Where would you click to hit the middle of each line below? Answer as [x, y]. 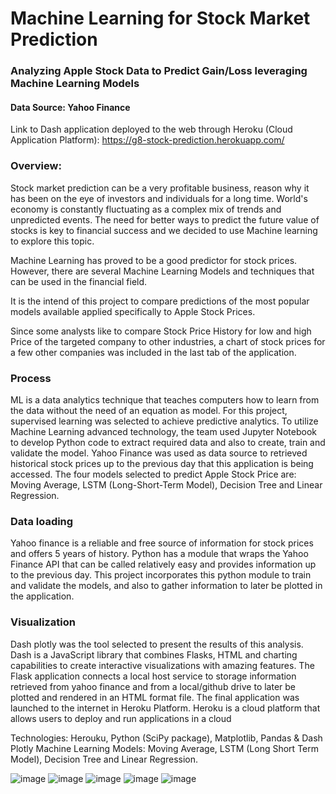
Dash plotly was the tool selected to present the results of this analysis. [157, 644]
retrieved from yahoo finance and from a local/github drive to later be [153, 686]
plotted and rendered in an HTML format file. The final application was [155, 697]
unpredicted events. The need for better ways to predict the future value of [165, 219]
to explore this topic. [52, 241]
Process [31, 378]
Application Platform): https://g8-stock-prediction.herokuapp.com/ [147, 140]
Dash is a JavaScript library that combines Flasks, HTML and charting [154, 654]
